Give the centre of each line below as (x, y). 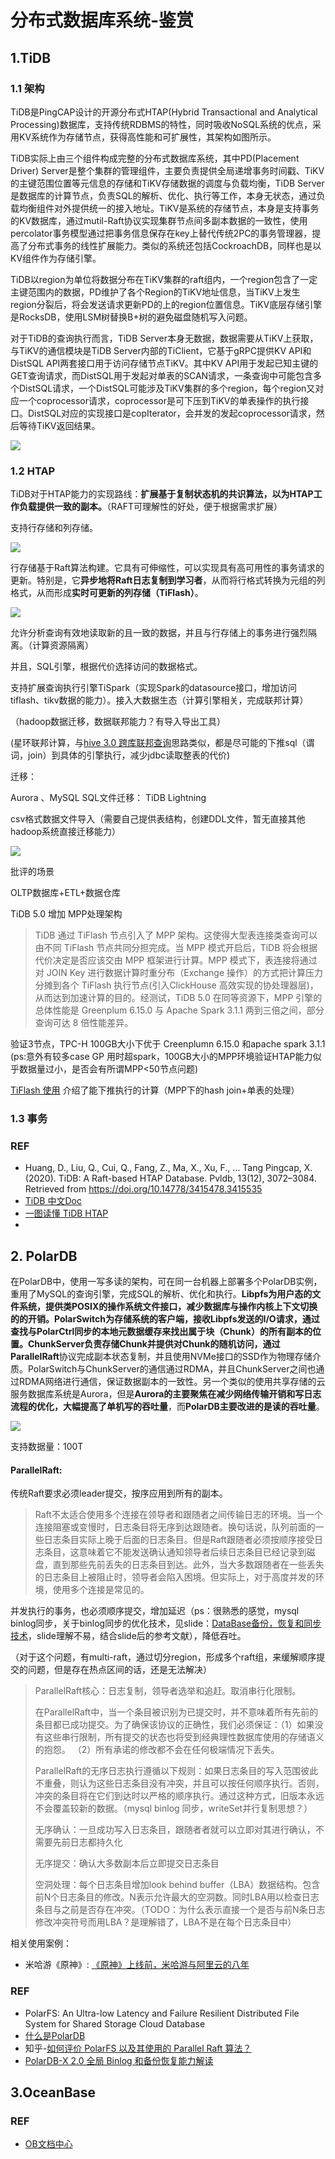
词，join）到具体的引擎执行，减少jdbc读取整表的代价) (120, 755)
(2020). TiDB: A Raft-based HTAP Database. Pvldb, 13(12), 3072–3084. (170, 1178)
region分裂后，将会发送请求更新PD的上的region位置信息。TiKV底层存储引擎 (166, 304)
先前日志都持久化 (87, 1842)
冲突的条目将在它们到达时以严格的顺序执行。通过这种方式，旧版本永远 (179, 1796)
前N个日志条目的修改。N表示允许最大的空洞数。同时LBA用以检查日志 (177, 1897)
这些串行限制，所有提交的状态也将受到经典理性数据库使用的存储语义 (184, 1737)
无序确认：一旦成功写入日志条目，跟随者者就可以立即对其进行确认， (175, 1830)
